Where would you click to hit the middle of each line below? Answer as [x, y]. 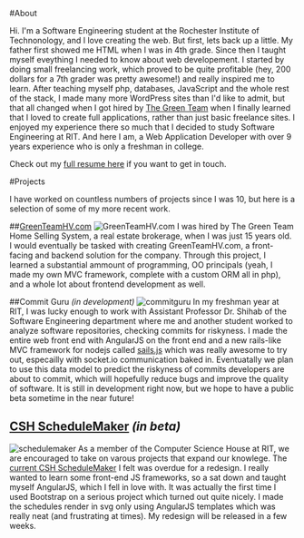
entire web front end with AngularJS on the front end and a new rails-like [145, 340]
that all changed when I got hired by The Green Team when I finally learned [150, 108]
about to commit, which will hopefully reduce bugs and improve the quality [149, 379]
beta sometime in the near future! [72, 398]
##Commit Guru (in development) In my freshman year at [144, 302]
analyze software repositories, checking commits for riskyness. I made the [148, 331]
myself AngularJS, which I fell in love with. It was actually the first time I [143, 487]
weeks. [23, 525]
